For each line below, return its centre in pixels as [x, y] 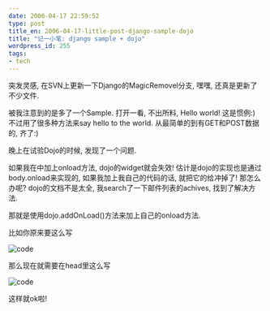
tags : [17, 54]
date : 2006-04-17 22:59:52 [54, 16]
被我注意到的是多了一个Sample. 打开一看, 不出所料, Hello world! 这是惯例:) [132, 112]
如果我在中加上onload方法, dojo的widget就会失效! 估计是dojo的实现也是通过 [135, 167]
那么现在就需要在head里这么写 [60, 266]
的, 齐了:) [24, 133]
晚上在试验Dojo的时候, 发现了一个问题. [73, 150]
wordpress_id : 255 [39, 46]
